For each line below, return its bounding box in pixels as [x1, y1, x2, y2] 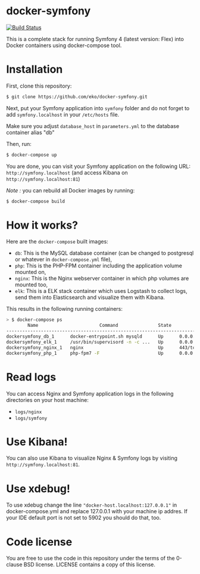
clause [6, 561, 23, 568]
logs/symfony [14, 415, 48, 421]
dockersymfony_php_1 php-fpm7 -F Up [6, 350, 164, 356]
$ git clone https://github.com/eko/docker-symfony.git [6, 93, 148, 99]
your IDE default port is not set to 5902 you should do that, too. [6, 514, 161, 522]
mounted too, [14, 281, 48, 288]
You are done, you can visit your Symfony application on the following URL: [6, 163, 191, 170]
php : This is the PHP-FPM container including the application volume [14, 262, 183, 269]
